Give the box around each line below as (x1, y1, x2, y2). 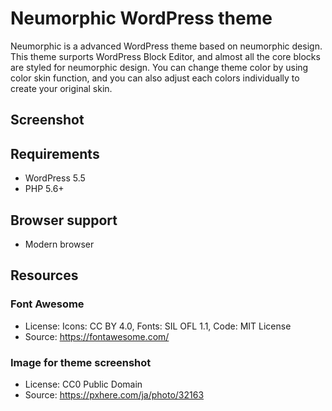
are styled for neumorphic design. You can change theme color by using (10, 61, 309, 73)
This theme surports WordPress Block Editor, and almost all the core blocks (10, 50, 321, 62)
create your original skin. (10, 82, 113, 94)
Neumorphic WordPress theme (10, 7, 273, 30)
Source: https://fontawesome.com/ (24, 330, 170, 342)
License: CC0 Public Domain (24, 378, 143, 390)
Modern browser (24, 238, 95, 250)
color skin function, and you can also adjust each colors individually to (10, 72, 300, 84)
